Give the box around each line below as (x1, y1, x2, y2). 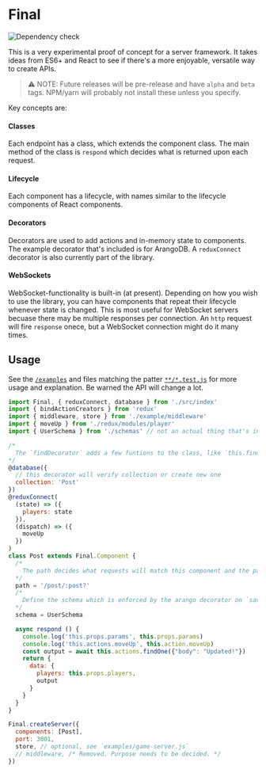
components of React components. (8, 200, 123, 209)
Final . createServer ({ (8, 721, 80, 729)
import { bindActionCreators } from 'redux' (8, 406, 158, 413)
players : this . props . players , (36, 669, 136, 678)
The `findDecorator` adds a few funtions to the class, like (15, 449, 222, 457)
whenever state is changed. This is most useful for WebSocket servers (8, 305, 239, 314)
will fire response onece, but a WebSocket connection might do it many (8, 322, 239, 331)
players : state (22, 508, 73, 516)
